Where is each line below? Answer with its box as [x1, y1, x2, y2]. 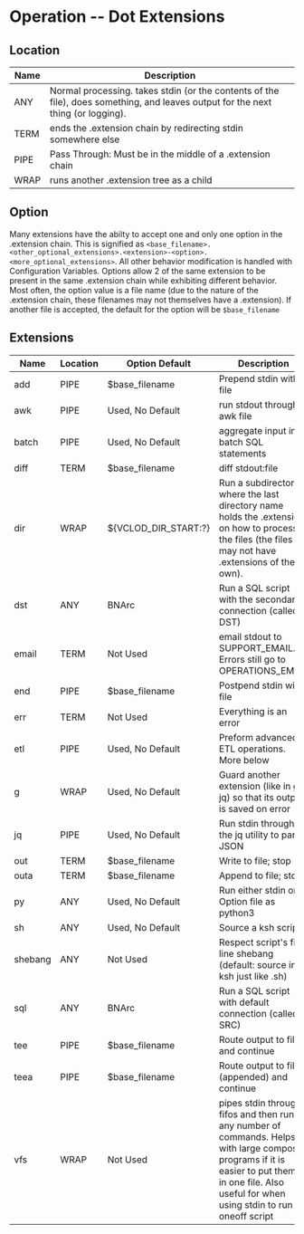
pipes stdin [218, 1096, 266, 1109]
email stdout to [218, 630, 282, 643]
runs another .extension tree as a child [49, 174, 213, 187]
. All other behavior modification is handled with [114, 255, 292, 266]
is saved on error [218, 802, 291, 815]
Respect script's [218, 935, 288, 948]
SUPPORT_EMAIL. [218, 641, 296, 654]
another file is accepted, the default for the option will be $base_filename [9, 303, 280, 314]
